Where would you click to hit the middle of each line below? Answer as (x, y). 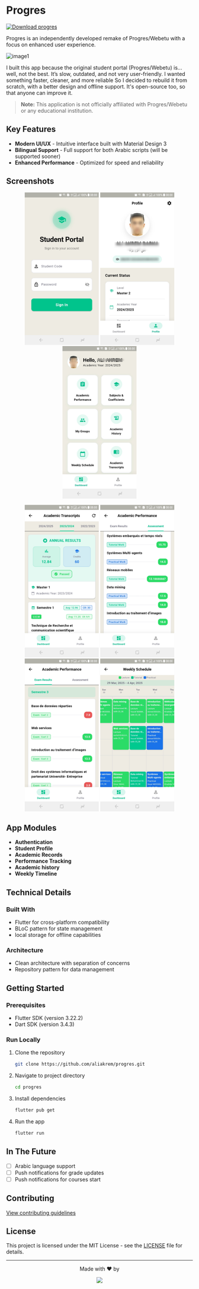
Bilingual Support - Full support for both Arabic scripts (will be (91, 150)
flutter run (29, 1133)
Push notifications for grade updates (59, 1173)
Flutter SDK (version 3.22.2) (49, 1018)
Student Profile (34, 848)
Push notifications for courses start (57, 1179)
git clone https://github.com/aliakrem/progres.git (80, 1064)
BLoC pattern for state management (58, 929)
